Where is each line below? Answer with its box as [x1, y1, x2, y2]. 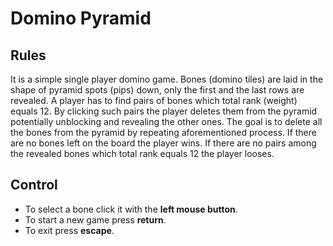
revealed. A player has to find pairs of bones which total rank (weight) [10, 95, 298, 106]
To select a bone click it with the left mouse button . [24, 203, 238, 215]
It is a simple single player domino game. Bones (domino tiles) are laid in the [10, 73, 324, 85]
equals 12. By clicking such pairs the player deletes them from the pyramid [10, 105, 318, 117]
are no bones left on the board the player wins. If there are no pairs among [10, 137, 317, 149]
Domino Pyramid [10, 7, 152, 30]
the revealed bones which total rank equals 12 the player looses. [10, 148, 275, 159]
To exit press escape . [24, 224, 115, 236]
